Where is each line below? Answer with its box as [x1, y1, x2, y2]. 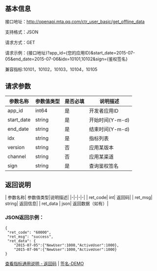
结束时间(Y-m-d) [89, 125, 130, 132]
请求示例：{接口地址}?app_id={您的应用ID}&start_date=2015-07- [5, 49, 135, 55]
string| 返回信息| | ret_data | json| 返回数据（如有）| [5, 200, 109, 207]
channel [7, 153, 26, 160]
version [7, 144, 25, 150]
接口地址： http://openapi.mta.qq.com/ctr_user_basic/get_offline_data [5, 19, 145, 25]
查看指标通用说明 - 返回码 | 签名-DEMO [5, 260, 84, 266]
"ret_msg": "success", [7, 234, 54, 239]
